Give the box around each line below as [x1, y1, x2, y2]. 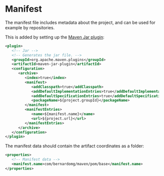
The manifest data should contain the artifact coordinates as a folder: [5, 143, 144, 149]
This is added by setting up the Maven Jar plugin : [5, 34, 105, 40]
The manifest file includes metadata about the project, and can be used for [5, 20, 156, 25]
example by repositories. [5, 24, 55, 30]
